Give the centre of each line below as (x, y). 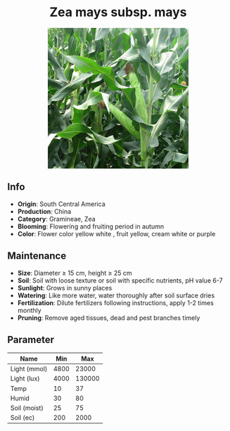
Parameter (31, 339)
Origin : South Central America (61, 204)
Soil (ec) (23, 418)
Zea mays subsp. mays (118, 12)
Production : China (44, 211)
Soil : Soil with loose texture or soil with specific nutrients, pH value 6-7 (120, 280)
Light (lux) (25, 379)
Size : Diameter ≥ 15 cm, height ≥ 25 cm (75, 273)
